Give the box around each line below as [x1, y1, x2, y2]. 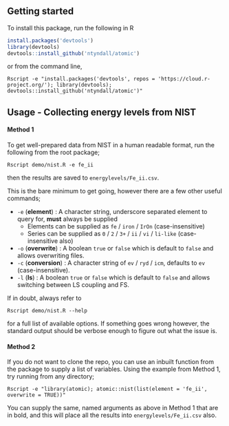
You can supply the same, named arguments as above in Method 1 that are [7, 404, 219, 412]
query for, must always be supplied [17, 215, 118, 223]
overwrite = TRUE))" [7, 392, 67, 398]
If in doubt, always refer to [7, 294, 82, 302]
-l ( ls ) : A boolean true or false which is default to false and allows [17, 273, 210, 281]
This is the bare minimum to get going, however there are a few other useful [7, 187, 222, 195]
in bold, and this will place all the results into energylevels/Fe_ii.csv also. [7, 411, 217, 419]
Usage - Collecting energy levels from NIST [7, 106, 197, 118]
